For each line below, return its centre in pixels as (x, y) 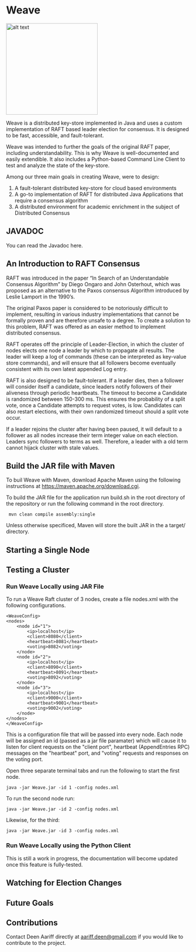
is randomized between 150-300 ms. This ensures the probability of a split (96, 399)
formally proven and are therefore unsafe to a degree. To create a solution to (98, 320)
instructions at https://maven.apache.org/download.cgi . (73, 486)
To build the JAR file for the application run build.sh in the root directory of (96, 497)
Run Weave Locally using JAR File (55, 587)
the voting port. (25, 759)
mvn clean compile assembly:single (52, 515)
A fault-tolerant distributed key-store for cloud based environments (95, 188)
